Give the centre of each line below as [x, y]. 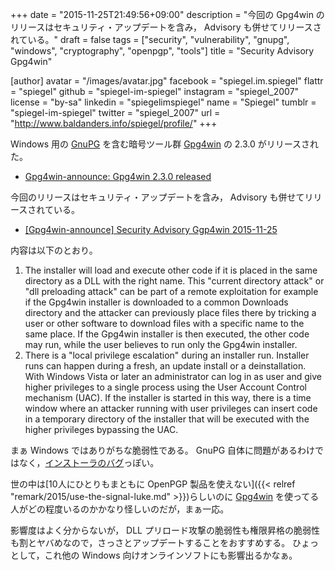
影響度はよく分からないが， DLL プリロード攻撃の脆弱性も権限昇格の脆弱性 [165, 530]
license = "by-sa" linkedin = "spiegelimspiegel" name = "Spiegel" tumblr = [163, 102]
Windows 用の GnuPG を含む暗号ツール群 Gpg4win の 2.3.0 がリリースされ [165, 144]
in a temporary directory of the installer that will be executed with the [167, 419]
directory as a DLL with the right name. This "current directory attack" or [174, 281]
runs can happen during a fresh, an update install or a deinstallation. [165, 366]
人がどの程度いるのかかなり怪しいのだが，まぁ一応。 [120, 509]
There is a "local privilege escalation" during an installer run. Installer [167, 355]
